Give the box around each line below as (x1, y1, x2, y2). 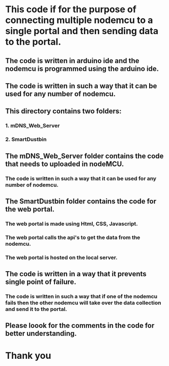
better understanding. (5, 329, 77, 338)
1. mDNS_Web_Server (5, 122, 60, 129)
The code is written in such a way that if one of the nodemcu (5, 293, 158, 300)
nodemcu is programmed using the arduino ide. (5, 64, 159, 73)
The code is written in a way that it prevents (5, 270, 147, 278)
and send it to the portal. (5, 305, 67, 312)
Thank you (5, 350, 51, 361)
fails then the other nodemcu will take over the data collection (5, 299, 161, 306)
